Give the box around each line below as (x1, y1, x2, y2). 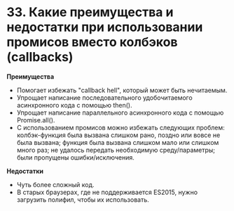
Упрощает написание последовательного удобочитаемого (16, 93, 193, 102)
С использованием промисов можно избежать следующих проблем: (16, 123, 225, 132)
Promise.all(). (16, 115, 55, 124)
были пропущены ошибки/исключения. (16, 153, 135, 162)
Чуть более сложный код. (16, 180, 95, 188)
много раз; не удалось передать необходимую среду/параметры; (16, 146, 215, 154)
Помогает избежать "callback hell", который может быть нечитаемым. (16, 86, 228, 94)
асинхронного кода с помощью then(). (16, 101, 132, 109)
